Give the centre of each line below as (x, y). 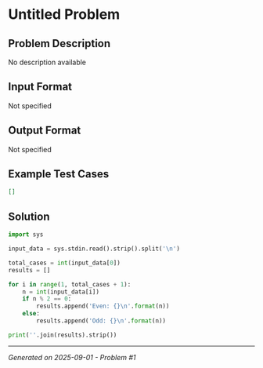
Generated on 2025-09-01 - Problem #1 (72, 357)
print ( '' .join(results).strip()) (63, 335)
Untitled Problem (64, 15)
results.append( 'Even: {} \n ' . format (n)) (103, 306)
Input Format (40, 87)
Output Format (45, 131)
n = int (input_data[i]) (61, 292)
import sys (26, 235)
